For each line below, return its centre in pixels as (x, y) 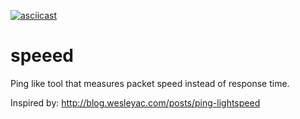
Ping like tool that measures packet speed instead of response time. (150, 83)
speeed (42, 56)
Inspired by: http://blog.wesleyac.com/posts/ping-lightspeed (135, 102)
